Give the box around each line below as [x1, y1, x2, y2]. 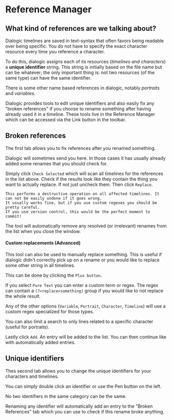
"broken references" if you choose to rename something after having [5, 106, 151, 111]
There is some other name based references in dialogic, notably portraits [5, 85, 160, 91]
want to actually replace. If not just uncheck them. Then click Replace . [5, 181, 153, 187]
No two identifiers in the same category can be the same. [5, 393, 127, 399]
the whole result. [5, 293, 41, 299]
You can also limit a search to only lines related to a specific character [5, 318, 154, 324]
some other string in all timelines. [5, 262, 75, 269]
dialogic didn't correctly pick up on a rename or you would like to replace [5, 257, 160, 263]
